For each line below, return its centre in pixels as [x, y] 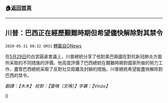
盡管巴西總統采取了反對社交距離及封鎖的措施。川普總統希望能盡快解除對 [88, 69]
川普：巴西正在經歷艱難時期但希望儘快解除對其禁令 [84, 33]
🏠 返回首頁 [18, 8]
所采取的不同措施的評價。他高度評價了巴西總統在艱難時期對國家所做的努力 [82, 63]
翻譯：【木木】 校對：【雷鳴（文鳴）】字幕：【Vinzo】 [58, 86]
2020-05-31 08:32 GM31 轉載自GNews [43, 46]
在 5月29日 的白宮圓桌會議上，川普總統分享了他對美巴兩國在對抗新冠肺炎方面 [84, 57]
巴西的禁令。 [18, 75]
